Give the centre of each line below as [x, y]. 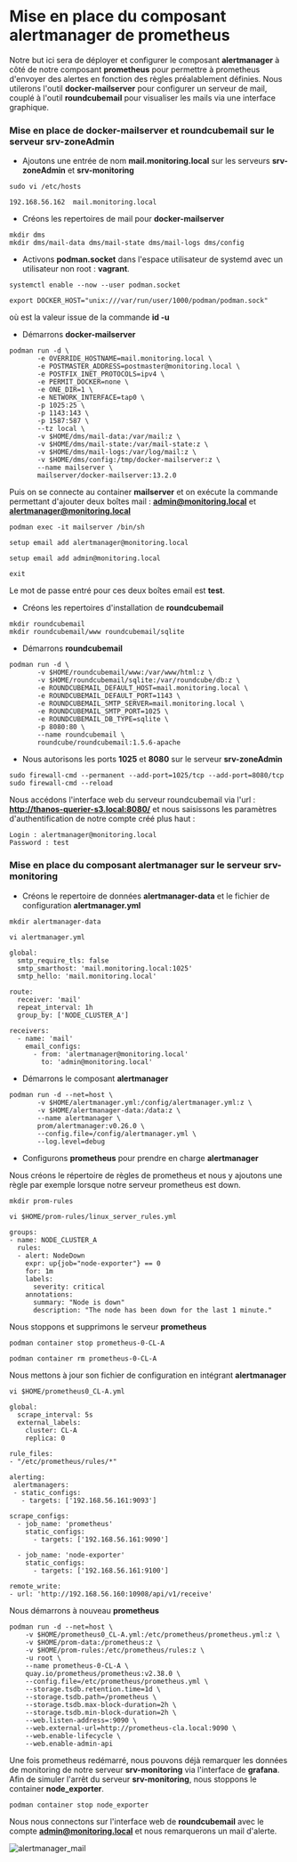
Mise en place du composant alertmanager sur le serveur [136, 866]
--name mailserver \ [75, 468]
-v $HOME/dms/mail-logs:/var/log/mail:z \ [117, 452]
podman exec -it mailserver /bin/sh [77, 527]
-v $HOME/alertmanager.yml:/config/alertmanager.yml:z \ [144, 1102]
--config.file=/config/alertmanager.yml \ [117, 1134]
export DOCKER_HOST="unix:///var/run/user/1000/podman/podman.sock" [139, 301]
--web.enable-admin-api [69, 1744]
